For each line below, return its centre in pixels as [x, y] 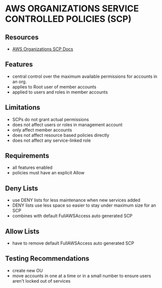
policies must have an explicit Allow [48, 173]
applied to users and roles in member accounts [60, 92]
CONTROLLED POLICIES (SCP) [68, 19]
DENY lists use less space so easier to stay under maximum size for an [84, 205]
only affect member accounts [42, 130]
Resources [22, 37]
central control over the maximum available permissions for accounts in [85, 76]
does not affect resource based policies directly [61, 135]
